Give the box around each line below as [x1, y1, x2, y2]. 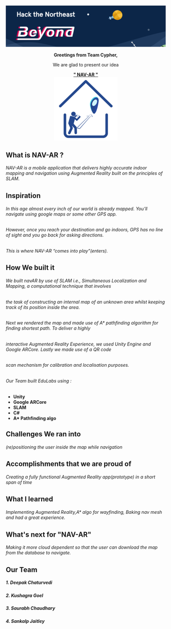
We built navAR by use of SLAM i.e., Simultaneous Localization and [6, 277, 147, 284]
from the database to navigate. [6, 550, 71, 556]
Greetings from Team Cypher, [53, 52, 118, 58]
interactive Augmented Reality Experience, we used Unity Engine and [6, 341, 151, 347]
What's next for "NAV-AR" [6, 530, 92, 539]
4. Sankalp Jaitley [6, 618, 45, 624]
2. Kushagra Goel [6, 592, 44, 599]
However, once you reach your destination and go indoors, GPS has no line [6, 227, 163, 233]
